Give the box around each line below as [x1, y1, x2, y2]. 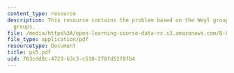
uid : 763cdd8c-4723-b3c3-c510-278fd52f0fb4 [7, 56, 136, 63]
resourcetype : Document [7, 42, 77, 49]
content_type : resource [7, 10, 77, 17]
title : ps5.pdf [7, 49, 52, 56]
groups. [13, 23, 36, 30]
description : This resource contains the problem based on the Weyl [7, 17, 210, 24]
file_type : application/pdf [7, 36, 89, 43]
